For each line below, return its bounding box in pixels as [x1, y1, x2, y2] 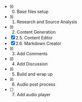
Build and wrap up [16, 71, 53, 77]
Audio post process [16, 81, 56, 87]
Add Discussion [16, 61, 48, 66]
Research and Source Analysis [16, 19, 78, 25]
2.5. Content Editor [15, 35, 53, 40]
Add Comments [16, 51, 48, 56]
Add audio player [16, 92, 51, 97]
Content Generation [16, 29, 56, 35]
